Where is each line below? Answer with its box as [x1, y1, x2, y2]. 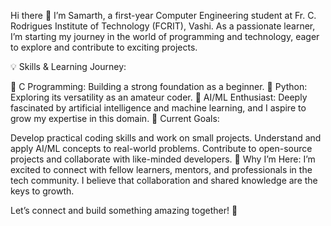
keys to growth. [10, 185, 75, 197]
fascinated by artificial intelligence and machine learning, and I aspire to [10, 102, 307, 114]
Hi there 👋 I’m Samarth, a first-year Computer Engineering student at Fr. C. [10, 10, 317, 21]
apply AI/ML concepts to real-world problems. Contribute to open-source [10, 143, 313, 154]
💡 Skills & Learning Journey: [10, 61, 127, 72]
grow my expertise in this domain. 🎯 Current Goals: [10, 113, 220, 124]
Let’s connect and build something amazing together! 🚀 [10, 205, 238, 216]
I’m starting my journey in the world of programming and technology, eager [10, 31, 320, 42]
